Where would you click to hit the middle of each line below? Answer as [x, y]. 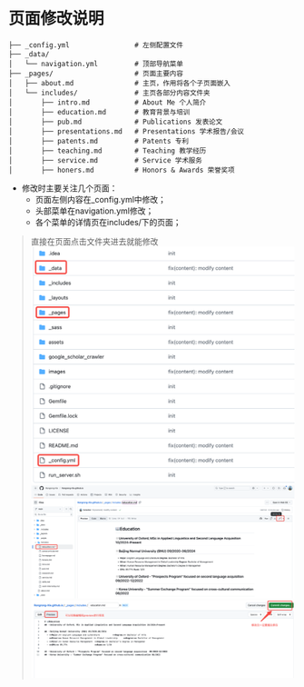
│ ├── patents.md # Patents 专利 [99, 141]
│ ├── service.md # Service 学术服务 [106, 160]
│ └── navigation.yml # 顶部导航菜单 [96, 64]
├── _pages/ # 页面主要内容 [96, 74]
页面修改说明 [57, 19]
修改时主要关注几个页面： [69, 188]
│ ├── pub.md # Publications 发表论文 [116, 122]
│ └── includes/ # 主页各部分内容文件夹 [109, 93]
